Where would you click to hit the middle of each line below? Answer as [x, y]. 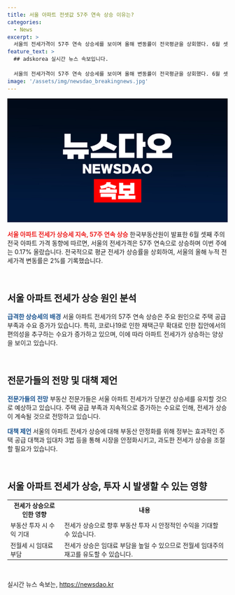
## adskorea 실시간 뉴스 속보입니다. [61, 59]
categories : [24, 22]
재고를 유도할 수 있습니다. [98, 554]
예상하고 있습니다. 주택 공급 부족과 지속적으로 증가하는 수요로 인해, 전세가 [114, 407]
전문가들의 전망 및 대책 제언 [62, 380]
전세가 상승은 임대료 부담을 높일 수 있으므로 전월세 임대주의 [144, 545]
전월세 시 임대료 [32, 545]
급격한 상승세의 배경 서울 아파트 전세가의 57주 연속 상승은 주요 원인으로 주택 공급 [117, 316]
